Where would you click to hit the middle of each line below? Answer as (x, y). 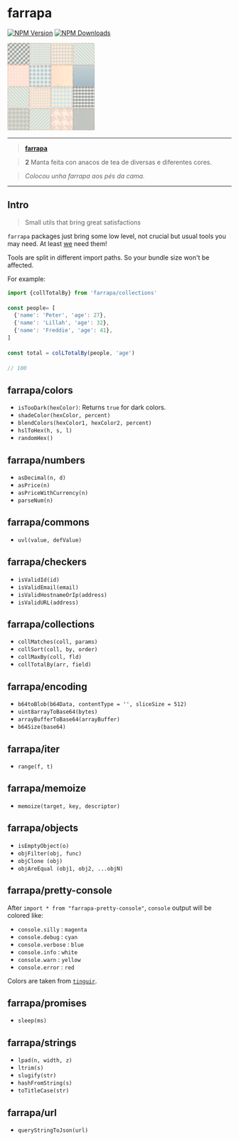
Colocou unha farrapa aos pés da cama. (85, 175)
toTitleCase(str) (43, 1091)
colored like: (26, 915)
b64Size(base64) (42, 727)
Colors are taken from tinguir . (52, 981)
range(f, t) (35, 767)
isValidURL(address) (48, 603)
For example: (27, 279)
